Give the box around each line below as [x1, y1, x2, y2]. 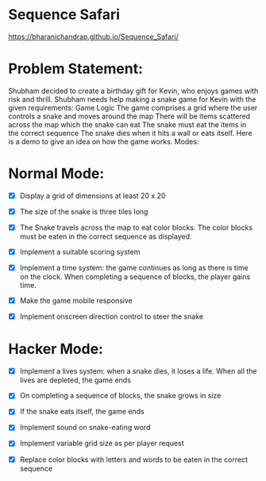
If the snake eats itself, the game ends [19, 407, 145, 417]
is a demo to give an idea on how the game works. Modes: [8, 137, 199, 146]
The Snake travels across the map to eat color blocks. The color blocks [19, 223, 253, 232]
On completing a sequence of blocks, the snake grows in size [19, 391, 222, 401]
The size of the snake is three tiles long [19, 207, 148, 216]
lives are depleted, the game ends [19, 375, 131, 385]
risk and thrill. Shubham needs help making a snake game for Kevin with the [8, 94, 256, 104]
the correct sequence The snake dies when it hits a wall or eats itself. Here [8, 128, 253, 138]
